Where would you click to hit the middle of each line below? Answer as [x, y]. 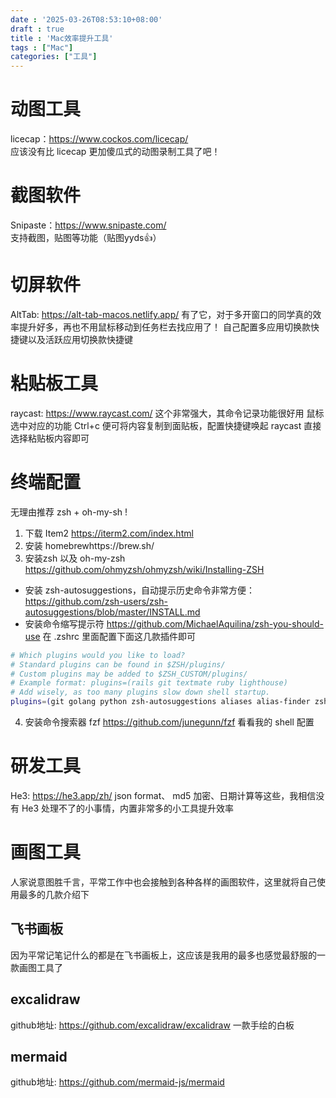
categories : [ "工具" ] [54, 57]
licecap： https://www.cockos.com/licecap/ [99, 139]
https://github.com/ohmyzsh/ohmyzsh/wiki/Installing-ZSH [144, 569]
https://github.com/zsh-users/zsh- [96, 601]
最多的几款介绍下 [54, 894]
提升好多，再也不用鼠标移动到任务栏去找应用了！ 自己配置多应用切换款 [164, 327]
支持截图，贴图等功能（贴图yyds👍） [86, 237]
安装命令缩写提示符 [64, 623]
